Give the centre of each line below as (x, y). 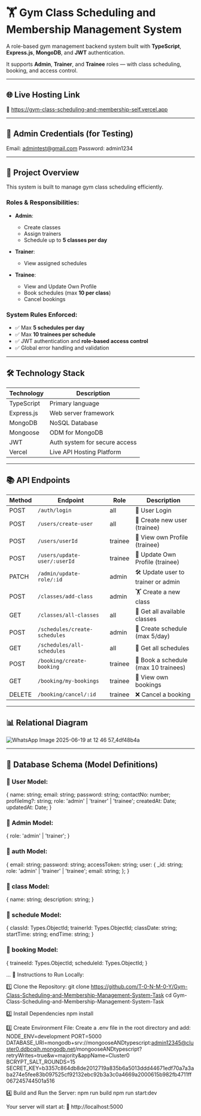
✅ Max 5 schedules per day (50, 327)
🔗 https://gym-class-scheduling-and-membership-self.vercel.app (87, 109)
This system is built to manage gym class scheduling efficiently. (85, 187)
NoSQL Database (74, 423)
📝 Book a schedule (162, 660)
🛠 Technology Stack (45, 373)
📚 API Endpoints (38, 480)
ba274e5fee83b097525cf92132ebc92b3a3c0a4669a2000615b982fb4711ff (99, 1074)
